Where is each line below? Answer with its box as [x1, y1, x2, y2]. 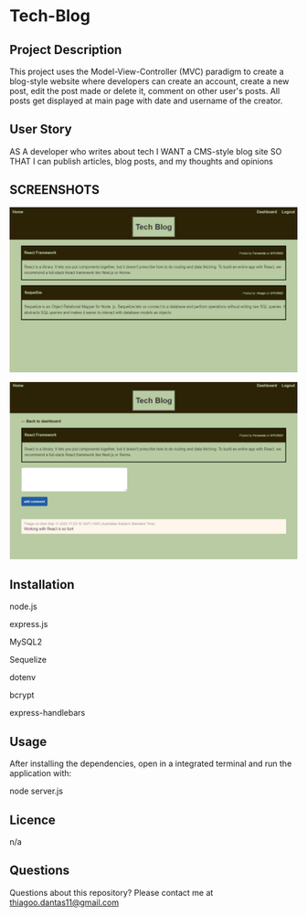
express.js [9, 619, 48, 630]
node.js [9, 601, 38, 613]
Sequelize [9, 655, 48, 666]
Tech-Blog [9, 5, 91, 27]
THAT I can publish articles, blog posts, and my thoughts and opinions [9, 155, 274, 166]
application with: [9, 768, 72, 779]
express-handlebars [9, 708, 86, 719]
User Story [9, 122, 72, 137]
